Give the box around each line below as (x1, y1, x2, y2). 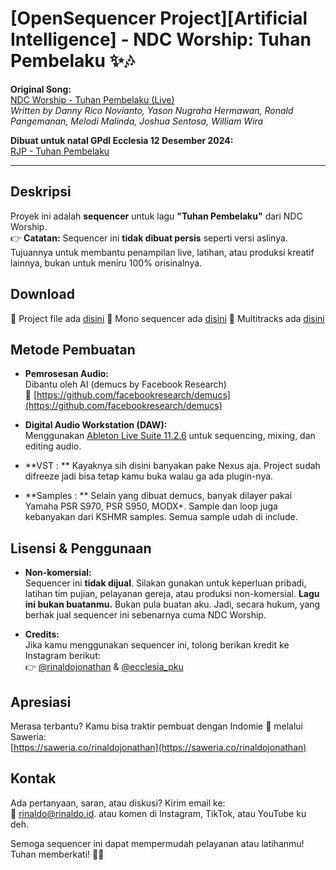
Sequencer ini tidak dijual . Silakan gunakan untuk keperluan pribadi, (24, 577, 307, 589)
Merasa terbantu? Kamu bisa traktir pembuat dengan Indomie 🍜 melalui (10, 720, 303, 732)
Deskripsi (10, 183, 72, 201)
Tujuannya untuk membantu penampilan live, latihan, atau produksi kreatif (10, 246, 315, 258)
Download (10, 286, 75, 303)
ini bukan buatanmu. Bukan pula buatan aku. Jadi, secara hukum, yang (24, 598, 321, 611)
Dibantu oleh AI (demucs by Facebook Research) (24, 378, 227, 391)
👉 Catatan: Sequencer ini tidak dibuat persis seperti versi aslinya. (10, 232, 288, 244)
